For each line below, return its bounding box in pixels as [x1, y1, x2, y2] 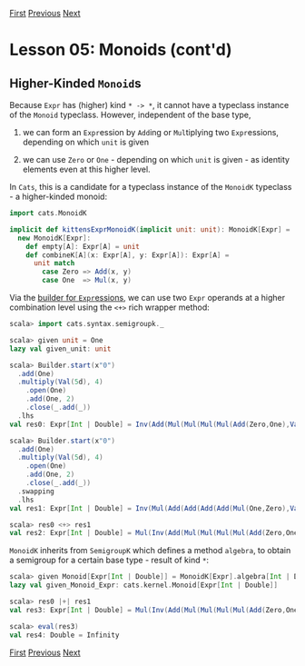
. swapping [17, 486, 54, 496]
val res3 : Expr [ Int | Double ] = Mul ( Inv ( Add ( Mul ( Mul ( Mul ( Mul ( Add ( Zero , [9, 605, 287, 614]
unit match [33, 259, 75, 268]
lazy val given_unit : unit [9, 344, 112, 353]
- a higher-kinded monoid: [9, 191, 107, 202]
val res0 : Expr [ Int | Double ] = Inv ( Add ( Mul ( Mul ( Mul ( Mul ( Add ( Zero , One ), [9, 420, 290, 429]
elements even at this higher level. [22, 164, 152, 174]
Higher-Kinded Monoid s [9, 75, 143, 91]
